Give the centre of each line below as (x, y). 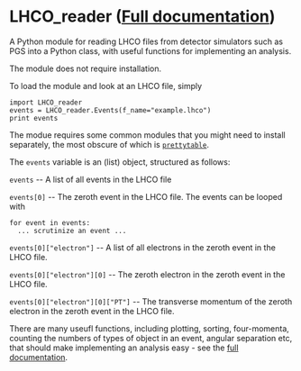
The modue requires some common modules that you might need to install (147, 135)
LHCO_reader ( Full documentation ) (142, 17)
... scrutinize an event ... (72, 231)
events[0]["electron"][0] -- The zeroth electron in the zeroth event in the (147, 274)
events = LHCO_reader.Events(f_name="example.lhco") (110, 110)
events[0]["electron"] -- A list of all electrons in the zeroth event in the (143, 247)
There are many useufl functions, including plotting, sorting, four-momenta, (150, 328)
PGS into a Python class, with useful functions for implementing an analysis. (150, 50)
